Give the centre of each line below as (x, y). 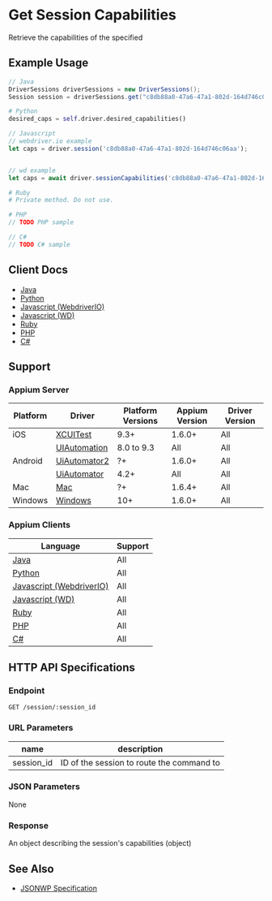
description (140, 748)
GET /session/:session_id (52, 708)
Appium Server (39, 390)
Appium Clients (40, 525)
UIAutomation (82, 448)
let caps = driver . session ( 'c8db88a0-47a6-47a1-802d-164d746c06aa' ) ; (128, 149)
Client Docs (38, 270)
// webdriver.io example (50, 141)
